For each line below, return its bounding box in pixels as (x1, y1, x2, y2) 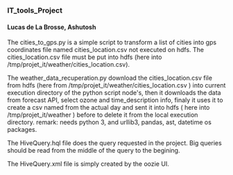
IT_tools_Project (7, 6, 62, 15)
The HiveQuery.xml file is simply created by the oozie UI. (7, 160, 170, 168)
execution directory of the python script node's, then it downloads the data (7, 89, 221, 97)
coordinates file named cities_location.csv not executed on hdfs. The (7, 46, 205, 54)
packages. (7, 126, 37, 134)
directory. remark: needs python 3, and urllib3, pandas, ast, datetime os (7, 118, 212, 126)
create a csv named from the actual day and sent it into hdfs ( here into (7, 103, 210, 112)
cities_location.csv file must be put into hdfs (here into (7, 53, 162, 61)
